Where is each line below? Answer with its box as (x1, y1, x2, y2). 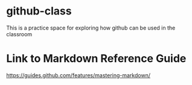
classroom (6, 30, 33, 37)
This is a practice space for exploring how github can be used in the (6, 24, 176, 31)
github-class (6, 4, 72, 18)
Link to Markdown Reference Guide (6, 52, 187, 66)
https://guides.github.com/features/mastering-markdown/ (6, 71, 151, 79)
